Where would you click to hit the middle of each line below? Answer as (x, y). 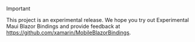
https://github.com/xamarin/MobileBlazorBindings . (69, 33)
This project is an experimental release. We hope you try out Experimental (97, 20)
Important (18, 9)
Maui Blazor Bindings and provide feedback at (63, 26)
